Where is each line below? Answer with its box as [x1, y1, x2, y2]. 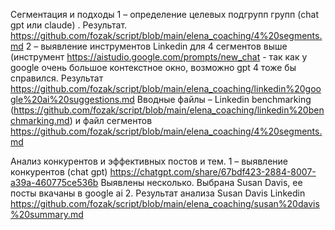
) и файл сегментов [69, 115, 153, 126]
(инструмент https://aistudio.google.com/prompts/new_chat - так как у [10, 51, 308, 63]
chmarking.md [10, 115, 70, 126]
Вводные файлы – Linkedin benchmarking [136, 94, 312, 105]
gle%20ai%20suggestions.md [10, 94, 135, 105]
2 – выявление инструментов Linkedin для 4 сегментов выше [25, 40, 288, 52]
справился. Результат [10, 72, 104, 84]
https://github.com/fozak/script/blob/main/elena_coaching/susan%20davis [10, 198, 320, 209]
